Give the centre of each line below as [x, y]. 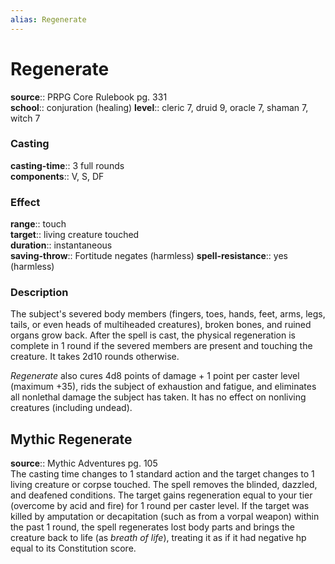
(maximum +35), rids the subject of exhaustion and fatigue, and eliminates [163, 387]
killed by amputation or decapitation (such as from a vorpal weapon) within [165, 517]
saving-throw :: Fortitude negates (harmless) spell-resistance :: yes [149, 256]
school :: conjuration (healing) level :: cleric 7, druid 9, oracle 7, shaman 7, [159, 107]
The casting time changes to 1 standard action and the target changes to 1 [162, 474]
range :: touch [38, 224]
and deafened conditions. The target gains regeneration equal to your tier [161, 495]
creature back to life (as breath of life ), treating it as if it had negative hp [158, 538]
